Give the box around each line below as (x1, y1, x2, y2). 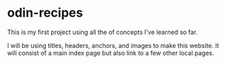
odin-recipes (7, 5, 83, 21)
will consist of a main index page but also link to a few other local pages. (7, 49, 215, 57)
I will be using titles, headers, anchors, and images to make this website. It (7, 41, 220, 49)
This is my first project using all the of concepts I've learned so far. (7, 28, 198, 36)
